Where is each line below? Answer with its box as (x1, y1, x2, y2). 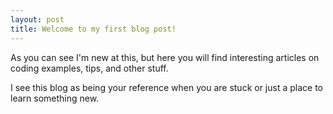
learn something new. (10, 92, 100, 104)
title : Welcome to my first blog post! (10, 24, 177, 34)
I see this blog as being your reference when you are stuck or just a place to (10, 81, 324, 93)
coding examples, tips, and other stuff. (10, 62, 169, 74)
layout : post (10, 14, 65, 25)
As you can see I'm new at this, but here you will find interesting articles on (10, 51, 320, 63)
